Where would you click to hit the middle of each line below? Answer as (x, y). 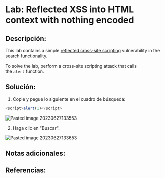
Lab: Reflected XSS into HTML (70, 9)
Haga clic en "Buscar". (36, 128)
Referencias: (26, 171)
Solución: (21, 87)
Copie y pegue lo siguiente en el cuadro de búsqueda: (69, 99)
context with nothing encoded (70, 20)
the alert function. (25, 71)
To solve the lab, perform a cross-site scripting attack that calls (71, 66)
